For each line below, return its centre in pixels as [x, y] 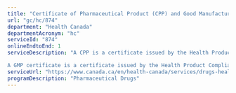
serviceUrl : [25, 72]
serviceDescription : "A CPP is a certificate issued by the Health [108, 53]
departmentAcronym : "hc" [44, 33]
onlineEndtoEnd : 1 [34, 46]
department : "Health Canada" [50, 27]
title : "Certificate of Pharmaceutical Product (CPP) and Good [102, 14]
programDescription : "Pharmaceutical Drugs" [73, 78]
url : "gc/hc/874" [33, 20]
